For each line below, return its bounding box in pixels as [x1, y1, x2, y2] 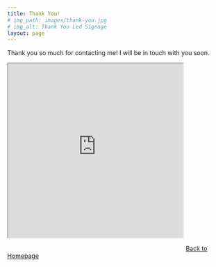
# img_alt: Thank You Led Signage [7, 23, 108, 30]
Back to [185, 245, 208, 253]
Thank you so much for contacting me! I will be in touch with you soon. [7, 49, 210, 57]
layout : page [7, 29, 45, 37]
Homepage [7, 252, 40, 260]
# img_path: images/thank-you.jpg [7, 17, 108, 24]
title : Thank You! [7, 10, 60, 17]
